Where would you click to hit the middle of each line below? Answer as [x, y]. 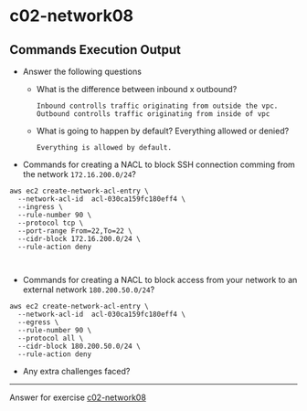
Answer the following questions [82, 71]
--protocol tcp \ [51, 223]
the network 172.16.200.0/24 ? [79, 174]
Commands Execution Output [95, 50]
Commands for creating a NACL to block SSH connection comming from [159, 164]
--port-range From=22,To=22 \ [75, 231]
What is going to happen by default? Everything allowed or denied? [163, 131]
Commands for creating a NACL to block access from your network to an [160, 280]
